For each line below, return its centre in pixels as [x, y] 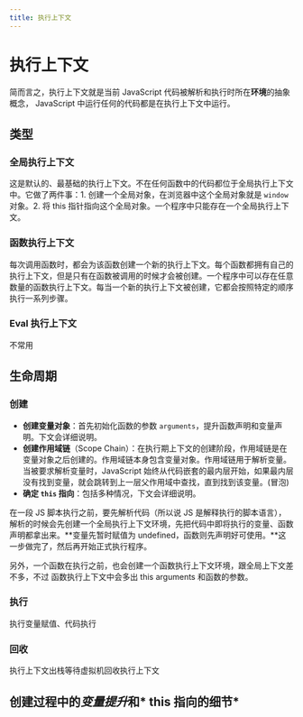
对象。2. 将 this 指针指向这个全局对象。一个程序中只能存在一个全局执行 [142, 206]
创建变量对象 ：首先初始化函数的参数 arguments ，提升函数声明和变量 [148, 426]
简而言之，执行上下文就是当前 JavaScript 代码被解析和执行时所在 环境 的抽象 [150, 92]
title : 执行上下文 [41, 18]
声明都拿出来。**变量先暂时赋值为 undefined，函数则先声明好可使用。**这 [148, 535]
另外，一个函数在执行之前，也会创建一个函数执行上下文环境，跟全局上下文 [147, 565]
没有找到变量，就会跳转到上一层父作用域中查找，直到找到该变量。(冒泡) [156, 482]
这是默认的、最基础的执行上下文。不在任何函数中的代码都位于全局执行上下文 [151, 184]
